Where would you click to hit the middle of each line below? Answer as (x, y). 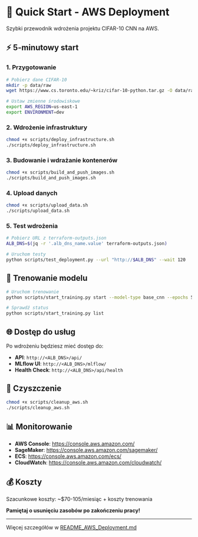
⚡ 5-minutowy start (42, 48)
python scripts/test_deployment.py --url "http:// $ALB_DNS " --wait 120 (96, 260)
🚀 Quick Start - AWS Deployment (88, 12)
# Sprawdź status (27, 308)
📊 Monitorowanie (39, 426)
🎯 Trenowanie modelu (47, 278)
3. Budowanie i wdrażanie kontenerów (62, 160)
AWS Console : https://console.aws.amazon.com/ (75, 444)
